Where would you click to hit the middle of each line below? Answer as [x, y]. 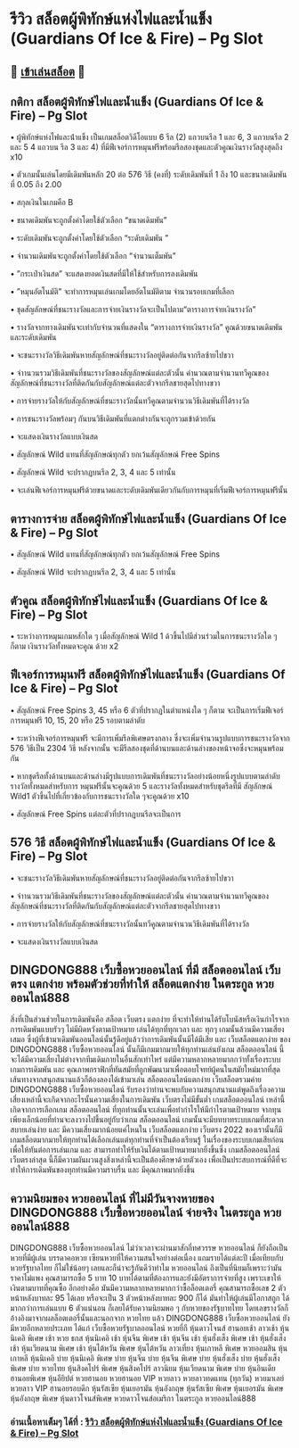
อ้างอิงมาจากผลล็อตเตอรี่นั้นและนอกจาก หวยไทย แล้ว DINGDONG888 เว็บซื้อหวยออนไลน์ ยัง [150, 1318]
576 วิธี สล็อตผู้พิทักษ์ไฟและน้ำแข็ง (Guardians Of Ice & [143, 843]
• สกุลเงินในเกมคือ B [42, 203]
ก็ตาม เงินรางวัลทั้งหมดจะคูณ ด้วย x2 [65, 646]
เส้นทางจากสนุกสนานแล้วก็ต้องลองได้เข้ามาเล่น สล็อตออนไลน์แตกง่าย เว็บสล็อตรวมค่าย [136, 1080]
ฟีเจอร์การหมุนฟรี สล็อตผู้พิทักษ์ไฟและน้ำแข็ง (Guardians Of [148, 675]
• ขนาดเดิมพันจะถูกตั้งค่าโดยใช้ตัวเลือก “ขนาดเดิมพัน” [89, 220]
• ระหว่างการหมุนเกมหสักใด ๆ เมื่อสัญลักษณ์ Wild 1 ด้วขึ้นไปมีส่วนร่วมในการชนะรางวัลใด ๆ [144, 636]
